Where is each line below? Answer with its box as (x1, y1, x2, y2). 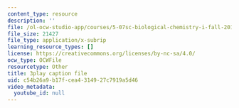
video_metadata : (7, 83, 55, 90)
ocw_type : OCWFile (7, 57, 62, 64)
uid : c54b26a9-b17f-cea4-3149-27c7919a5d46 (7, 76, 139, 84)
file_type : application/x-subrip (7, 37, 107, 44)
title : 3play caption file (7, 70, 87, 77)
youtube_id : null (14, 90, 65, 97)
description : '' (7, 17, 55, 24)
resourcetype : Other (7, 63, 69, 70)
